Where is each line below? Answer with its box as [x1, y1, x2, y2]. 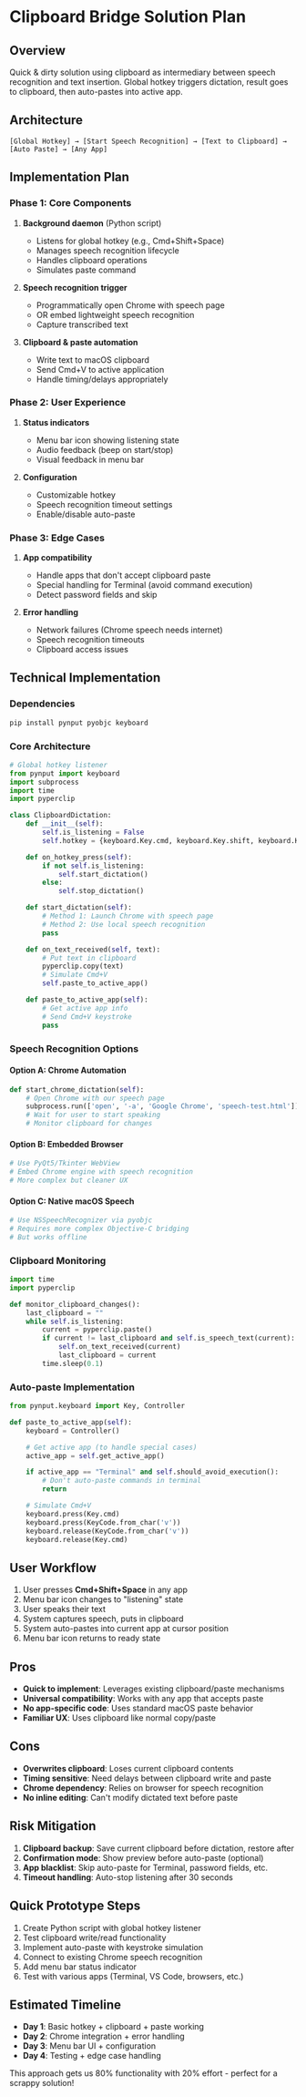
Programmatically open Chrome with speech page [36, 299, 225, 311]
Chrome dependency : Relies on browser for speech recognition [22, 1782, 264, 1793]
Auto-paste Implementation [9, 1381, 135, 1393]
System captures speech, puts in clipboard [22, 1613, 184, 1624]
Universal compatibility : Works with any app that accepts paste [22, 1693, 264, 1704]
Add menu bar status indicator [22, 1961, 138, 1972]
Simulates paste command [36, 264, 137, 275]
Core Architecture [9, 740, 91, 753]
